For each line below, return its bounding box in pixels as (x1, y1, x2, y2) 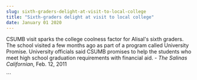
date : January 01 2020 (6, 19, 62, 25)
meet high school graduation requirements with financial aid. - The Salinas (6, 54, 188, 62)
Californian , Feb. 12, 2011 (6, 61, 67, 68)
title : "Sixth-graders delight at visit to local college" (6, 14, 155, 20)
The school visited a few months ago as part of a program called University (6, 42, 189, 49)
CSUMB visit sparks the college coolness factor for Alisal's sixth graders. (6, 36, 184, 43)
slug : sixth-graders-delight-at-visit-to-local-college (6, 8, 146, 15)
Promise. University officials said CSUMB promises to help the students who (6, 48, 192, 55)
